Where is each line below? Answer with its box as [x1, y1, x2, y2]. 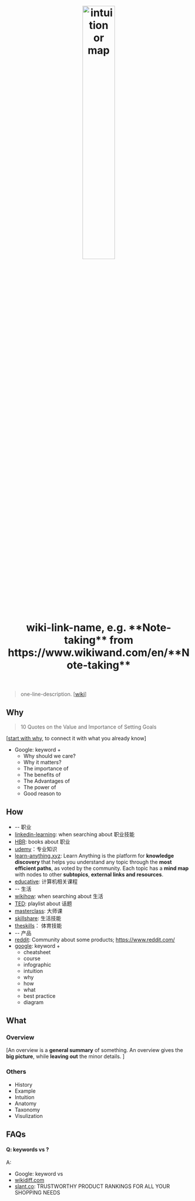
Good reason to [23, 790, 62, 797]
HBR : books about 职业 [14, 838, 70, 845]
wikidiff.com [14, 1177, 45, 1184]
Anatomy [14, 1100, 37, 1107]
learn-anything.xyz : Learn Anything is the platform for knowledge [14, 852, 174, 859]
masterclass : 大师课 [14, 907, 63, 914]
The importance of [23, 765, 69, 772]
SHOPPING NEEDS [14, 1189, 60, 1196]
